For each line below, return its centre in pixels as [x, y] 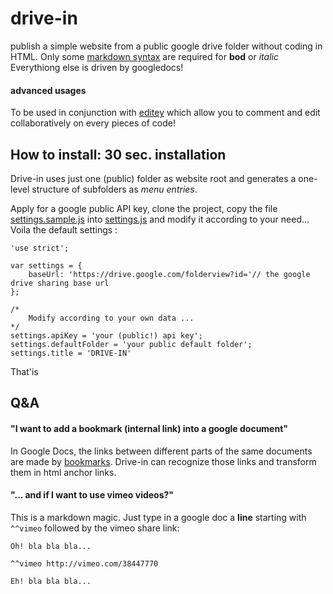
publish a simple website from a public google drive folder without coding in [166, 46]
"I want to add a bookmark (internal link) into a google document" [149, 428]
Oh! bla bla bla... [51, 546]
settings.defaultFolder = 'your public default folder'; [131, 344]
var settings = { [46, 265]
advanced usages [48, 90]
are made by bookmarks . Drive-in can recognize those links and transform [163, 461]
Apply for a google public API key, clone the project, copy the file [144, 208]
